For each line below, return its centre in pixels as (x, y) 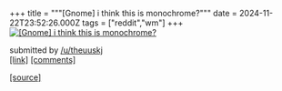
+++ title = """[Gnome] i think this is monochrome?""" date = (124, 13)
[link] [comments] (43, 60)
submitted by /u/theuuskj (56, 50)
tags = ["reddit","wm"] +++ (132, 23)
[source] (25, 77)
